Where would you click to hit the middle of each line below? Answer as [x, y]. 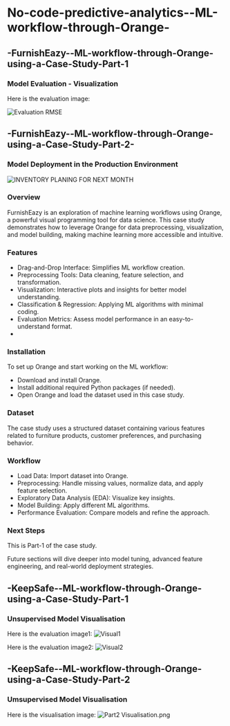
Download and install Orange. [59, 380]
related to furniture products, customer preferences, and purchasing [104, 435]
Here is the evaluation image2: [50, 647]
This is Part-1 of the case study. [52, 546]
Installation [27, 352]
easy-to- [181, 319]
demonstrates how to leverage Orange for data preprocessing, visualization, [115, 227]
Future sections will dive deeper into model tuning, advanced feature [105, 559]
